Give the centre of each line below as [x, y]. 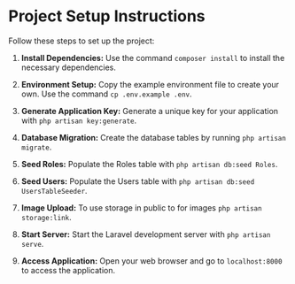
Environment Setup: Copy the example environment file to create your [150, 84]
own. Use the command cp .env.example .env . [106, 94]
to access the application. [68, 270]
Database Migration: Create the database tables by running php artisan [154, 137]
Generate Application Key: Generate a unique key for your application [150, 111]
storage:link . [46, 217]
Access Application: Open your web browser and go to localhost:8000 [151, 261]
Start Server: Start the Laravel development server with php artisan [146, 234]
